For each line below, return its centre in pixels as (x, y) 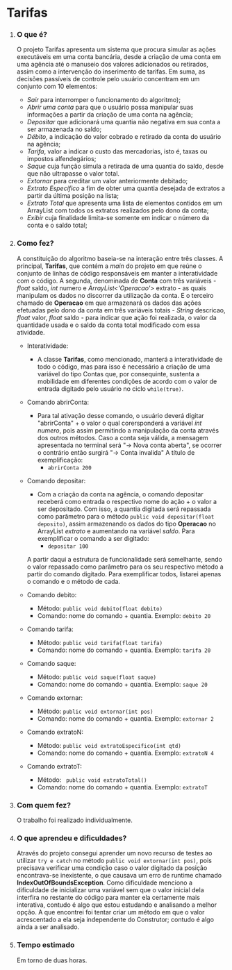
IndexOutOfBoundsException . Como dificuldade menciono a (104, 883)
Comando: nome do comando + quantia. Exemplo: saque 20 (122, 684)
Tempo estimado (45, 945)
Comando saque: (51, 663)
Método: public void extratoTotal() (92, 780)
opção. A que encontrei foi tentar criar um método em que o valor (110, 912)
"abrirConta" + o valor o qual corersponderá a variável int (119, 423)
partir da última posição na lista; (73, 196)
